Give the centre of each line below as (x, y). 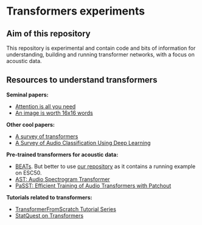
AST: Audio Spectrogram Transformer (63, 179)
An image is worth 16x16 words (54, 113)
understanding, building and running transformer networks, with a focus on (100, 55)
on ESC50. (28, 173)
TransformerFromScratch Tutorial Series (66, 209)
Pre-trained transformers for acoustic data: (62, 154)
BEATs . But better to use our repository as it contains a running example (105, 166)
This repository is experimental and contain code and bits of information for (101, 48)
